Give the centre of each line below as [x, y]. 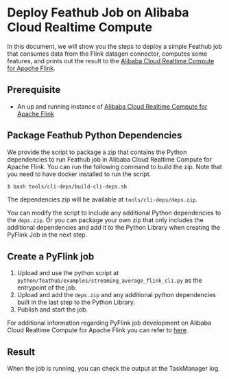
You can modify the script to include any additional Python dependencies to [114, 213]
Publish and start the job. [52, 310]
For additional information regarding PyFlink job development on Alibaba [109, 323]
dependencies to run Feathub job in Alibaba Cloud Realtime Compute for [110, 159]
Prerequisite [34, 90]
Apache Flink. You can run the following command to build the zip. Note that [115, 166]
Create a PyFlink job [51, 256]
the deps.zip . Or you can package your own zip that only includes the [105, 220]
